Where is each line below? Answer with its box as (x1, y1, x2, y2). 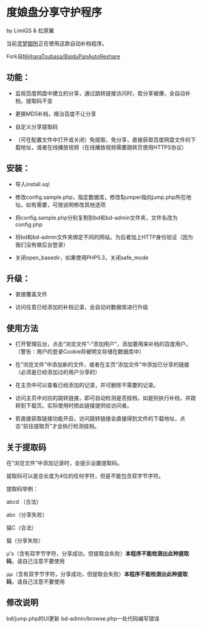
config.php (15, 220, 43, 228)
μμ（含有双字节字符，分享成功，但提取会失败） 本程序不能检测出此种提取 (6, 570, 188, 577)
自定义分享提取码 (15, 123, 58, 130)
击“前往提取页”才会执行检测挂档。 (15, 422, 100, 430)
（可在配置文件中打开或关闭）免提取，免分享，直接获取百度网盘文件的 (15, 136, 191, 143)
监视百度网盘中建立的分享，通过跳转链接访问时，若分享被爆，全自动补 (15, 89, 191, 97)
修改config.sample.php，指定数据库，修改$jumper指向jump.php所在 (15, 193, 186, 201)
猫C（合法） (6, 524, 38, 531)
